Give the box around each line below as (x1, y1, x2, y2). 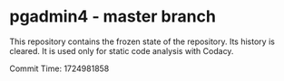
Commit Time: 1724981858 (9, 63, 110, 74)
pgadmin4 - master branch (9, 6, 216, 27)
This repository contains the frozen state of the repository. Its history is (9, 36, 275, 47)
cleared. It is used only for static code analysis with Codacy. (9, 45, 234, 56)
